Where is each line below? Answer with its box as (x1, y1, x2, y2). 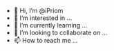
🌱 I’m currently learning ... (13, 21, 88, 29)
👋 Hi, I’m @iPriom (13, 7, 64, 14)
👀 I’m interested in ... (13, 14, 73, 22)
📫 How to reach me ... (13, 37, 78, 44)
